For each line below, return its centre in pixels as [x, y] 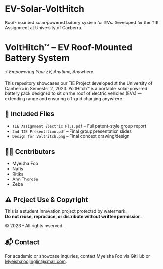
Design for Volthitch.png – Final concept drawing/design [71, 136]
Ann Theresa [25, 179]
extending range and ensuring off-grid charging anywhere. [64, 98]
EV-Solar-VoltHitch [45, 9]
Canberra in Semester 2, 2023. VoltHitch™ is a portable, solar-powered [76, 88]
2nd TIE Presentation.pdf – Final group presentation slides [72, 131]
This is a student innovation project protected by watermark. [66, 211]
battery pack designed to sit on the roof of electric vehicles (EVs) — [73, 93]
